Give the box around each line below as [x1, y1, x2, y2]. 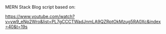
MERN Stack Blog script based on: [5, 4, 76, 10]
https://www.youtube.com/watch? [5, 14, 75, 19]
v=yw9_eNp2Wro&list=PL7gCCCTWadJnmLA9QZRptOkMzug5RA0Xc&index [5, 19, 161, 24]
